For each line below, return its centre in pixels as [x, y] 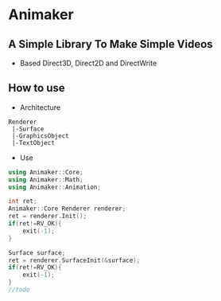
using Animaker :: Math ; [46, 180]
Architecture [40, 107]
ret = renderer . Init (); [48, 217]
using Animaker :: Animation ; [55, 187]
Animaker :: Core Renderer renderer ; [67, 209]
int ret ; [23, 201]
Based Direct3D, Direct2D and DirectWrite [88, 63]
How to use [37, 88]
